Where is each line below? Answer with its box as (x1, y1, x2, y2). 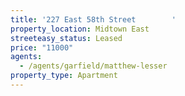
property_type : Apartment (10, 71, 118, 81)
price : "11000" (10, 42, 74, 53)
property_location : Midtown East (10, 24, 150, 34)
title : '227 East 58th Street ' (10, 14, 177, 25)
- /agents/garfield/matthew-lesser (19, 61, 168, 71)
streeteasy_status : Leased (10, 33, 123, 43)
